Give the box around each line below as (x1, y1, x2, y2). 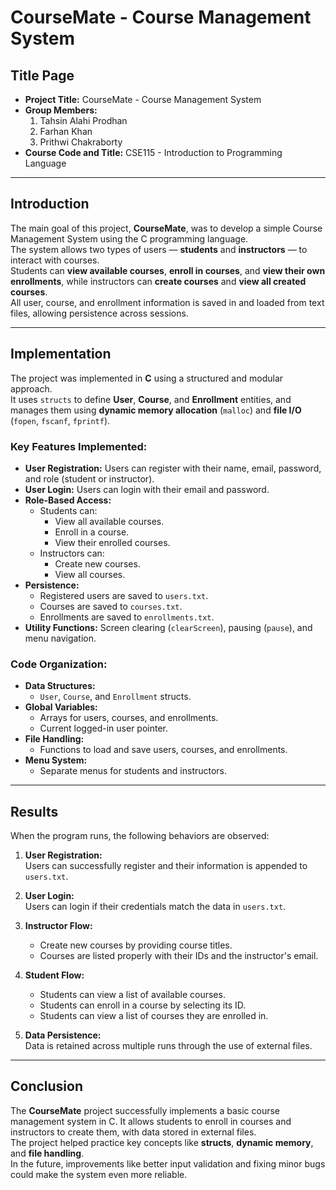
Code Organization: (10, 657, 108, 671)
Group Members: (24, 104, 98, 116)
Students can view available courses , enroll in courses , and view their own (10, 264, 326, 276)
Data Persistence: (24, 1029, 102, 1041)
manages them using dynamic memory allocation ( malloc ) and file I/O (10, 404, 302, 416)
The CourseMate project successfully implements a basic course (10, 1104, 281, 1116)
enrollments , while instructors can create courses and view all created (10, 275, 307, 287)
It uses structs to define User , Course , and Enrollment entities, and (10, 393, 292, 405)
